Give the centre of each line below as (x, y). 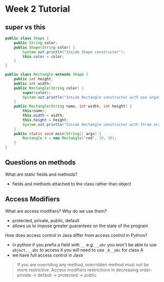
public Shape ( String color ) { (45, 47)
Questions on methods (41, 163)
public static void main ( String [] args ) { (58, 134)
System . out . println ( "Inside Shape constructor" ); (74, 52)
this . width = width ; (43, 116)
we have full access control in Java (47, 255)
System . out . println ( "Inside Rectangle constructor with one (85, 97)
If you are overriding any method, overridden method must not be (83, 264)
